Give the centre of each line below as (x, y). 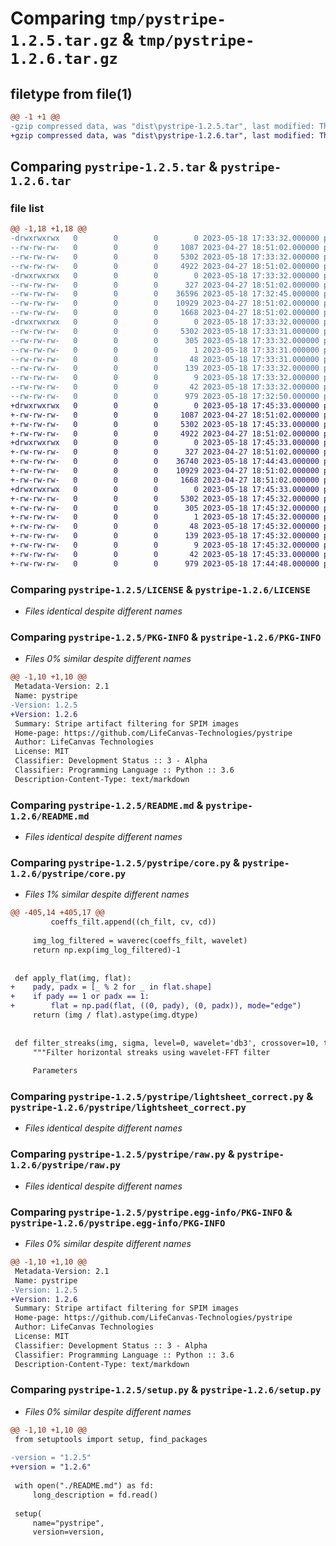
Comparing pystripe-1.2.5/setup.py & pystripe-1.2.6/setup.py (166, 1390)
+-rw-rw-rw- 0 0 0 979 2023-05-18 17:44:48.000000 (165, 563)
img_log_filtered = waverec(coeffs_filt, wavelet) (140, 941)
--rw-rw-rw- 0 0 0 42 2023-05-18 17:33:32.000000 (165, 387)
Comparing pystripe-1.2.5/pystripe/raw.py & (122, 1154)
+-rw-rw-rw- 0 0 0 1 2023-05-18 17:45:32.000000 (165, 517)
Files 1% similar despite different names (107, 894)
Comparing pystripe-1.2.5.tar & (114, 167)
